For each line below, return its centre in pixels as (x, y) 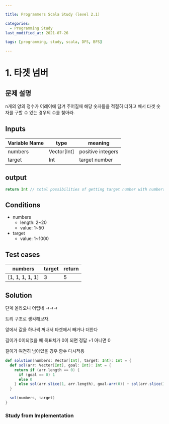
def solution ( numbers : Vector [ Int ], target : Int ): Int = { (68, 361)
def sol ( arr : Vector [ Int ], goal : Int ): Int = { (61, 365)
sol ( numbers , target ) (32, 398)
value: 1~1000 (34, 239)
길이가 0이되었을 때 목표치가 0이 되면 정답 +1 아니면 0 (58, 340)
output (16, 178)
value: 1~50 (32, 228)
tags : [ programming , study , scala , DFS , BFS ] (54, 42)
